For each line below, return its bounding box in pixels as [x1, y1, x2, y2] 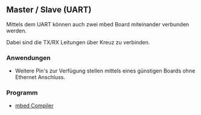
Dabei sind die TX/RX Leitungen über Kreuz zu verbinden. [6, 38, 150, 46]
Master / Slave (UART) [6, 5, 92, 15]
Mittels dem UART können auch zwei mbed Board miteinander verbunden [6, 20, 190, 28]
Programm [6, 89, 38, 97]
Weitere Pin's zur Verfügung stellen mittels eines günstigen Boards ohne [14, 67, 196, 74]
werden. [6, 27, 27, 34]
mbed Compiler [14, 102, 54, 110]
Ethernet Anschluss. [14, 74, 65, 81]
